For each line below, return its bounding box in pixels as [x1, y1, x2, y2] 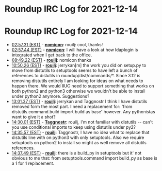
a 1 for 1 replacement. [11, 160, 54, 166]
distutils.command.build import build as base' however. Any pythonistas [11, 109, 156, 115]
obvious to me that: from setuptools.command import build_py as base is [11, 155, 158, 161]
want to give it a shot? [11, 114, 56, 120]
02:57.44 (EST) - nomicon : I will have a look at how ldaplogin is [11, 47, 138, 53]
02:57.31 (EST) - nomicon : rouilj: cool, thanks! [11, 42, 103, 48]
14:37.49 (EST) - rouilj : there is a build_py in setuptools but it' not [11, 150, 142, 156]
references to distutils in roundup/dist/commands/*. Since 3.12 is [11, 73, 141, 79]
